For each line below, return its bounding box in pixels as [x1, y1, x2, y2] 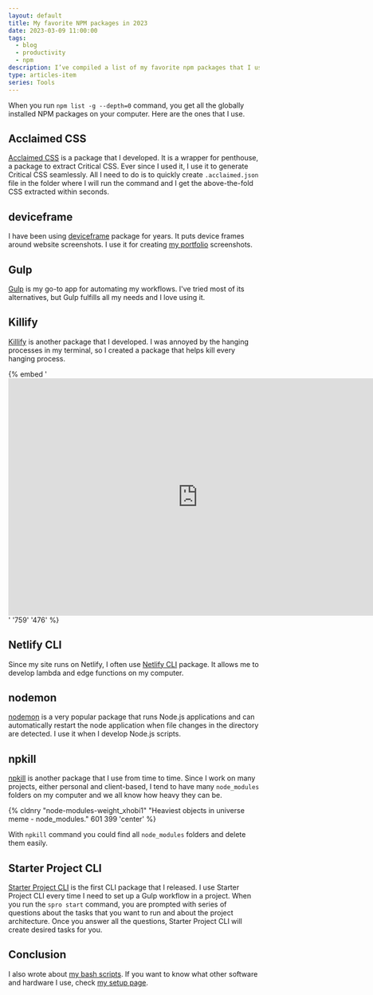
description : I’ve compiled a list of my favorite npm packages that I [8, 64, 251, 72]
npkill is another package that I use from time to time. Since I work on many [8, 773, 256, 783]
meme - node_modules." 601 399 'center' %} [8, 815, 157, 824]
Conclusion [8, 948, 67, 961]
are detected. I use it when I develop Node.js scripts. [8, 729, 182, 739]
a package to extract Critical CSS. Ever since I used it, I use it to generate [8, 161, 249, 172]
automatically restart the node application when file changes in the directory [8, 721, 259, 730]
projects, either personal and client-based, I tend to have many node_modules [8, 782, 260, 792]
